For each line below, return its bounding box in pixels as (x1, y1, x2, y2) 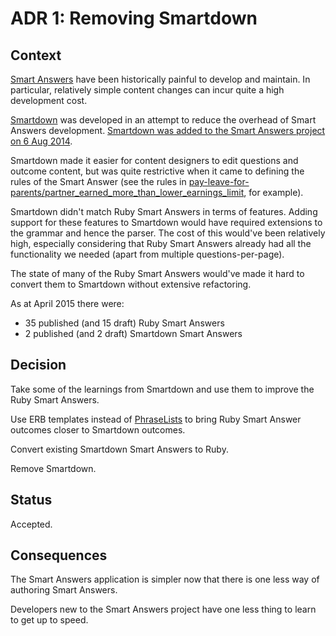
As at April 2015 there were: (10, 298, 125, 309)
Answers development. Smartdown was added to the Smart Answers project (10, 125, 326, 136)
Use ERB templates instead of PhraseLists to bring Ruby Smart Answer (10, 413, 302, 425)
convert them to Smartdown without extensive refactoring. (10, 278, 252, 290)
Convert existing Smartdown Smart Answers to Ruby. (10, 443, 229, 455)
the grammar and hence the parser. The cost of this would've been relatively (10, 227, 326, 239)
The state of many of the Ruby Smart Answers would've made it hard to (10, 268, 305, 279)
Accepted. (10, 518, 53, 530)
